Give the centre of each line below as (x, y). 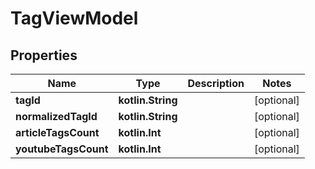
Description (216, 83)
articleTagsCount (57, 132)
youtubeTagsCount (62, 149)
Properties (44, 55)
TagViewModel (74, 18)
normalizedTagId (56, 116)
